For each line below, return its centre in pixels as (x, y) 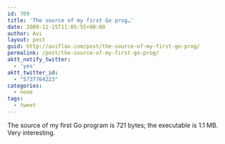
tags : (15, 99)
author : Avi (25, 33)
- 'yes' (25, 66)
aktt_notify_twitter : (39, 60)
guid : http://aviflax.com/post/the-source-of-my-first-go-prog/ (104, 46)
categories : (25, 86)
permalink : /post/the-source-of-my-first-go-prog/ (83, 53)
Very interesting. (31, 132)
